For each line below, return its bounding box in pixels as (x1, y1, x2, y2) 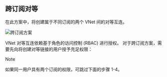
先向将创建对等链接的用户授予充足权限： (9, 46, 93, 52)
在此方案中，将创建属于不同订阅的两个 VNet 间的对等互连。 (5, 19, 127, 25)
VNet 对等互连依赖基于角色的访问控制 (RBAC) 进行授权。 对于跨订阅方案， (5, 40, 158, 46)
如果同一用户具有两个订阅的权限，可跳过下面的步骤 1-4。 (5, 66, 123, 72)
